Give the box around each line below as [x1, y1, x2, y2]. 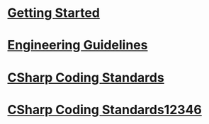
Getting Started [7, 5, 101, 21]
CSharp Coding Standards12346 [7, 101, 202, 118]
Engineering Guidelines [7, 37, 148, 54]
